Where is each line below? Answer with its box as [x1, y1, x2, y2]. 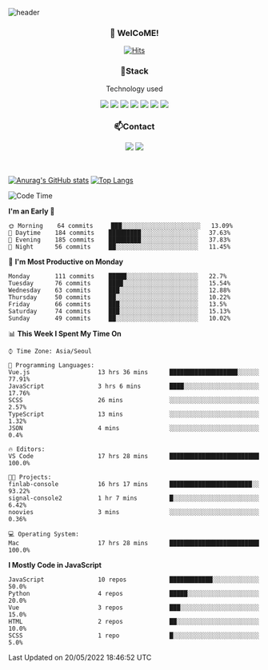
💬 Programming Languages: [8, 361, 94, 369]
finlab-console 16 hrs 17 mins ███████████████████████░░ [8, 480, 260, 488]
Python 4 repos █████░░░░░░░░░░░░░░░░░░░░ [8, 589, 260, 597]
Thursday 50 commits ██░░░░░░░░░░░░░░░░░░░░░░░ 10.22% [8, 293, 230, 301]
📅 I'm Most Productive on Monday [8, 257, 124, 266]
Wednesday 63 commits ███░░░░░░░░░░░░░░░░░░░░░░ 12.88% [8, 286, 230, 294]
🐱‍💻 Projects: [8, 473, 52, 481]
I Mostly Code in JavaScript [8, 560, 102, 569]
